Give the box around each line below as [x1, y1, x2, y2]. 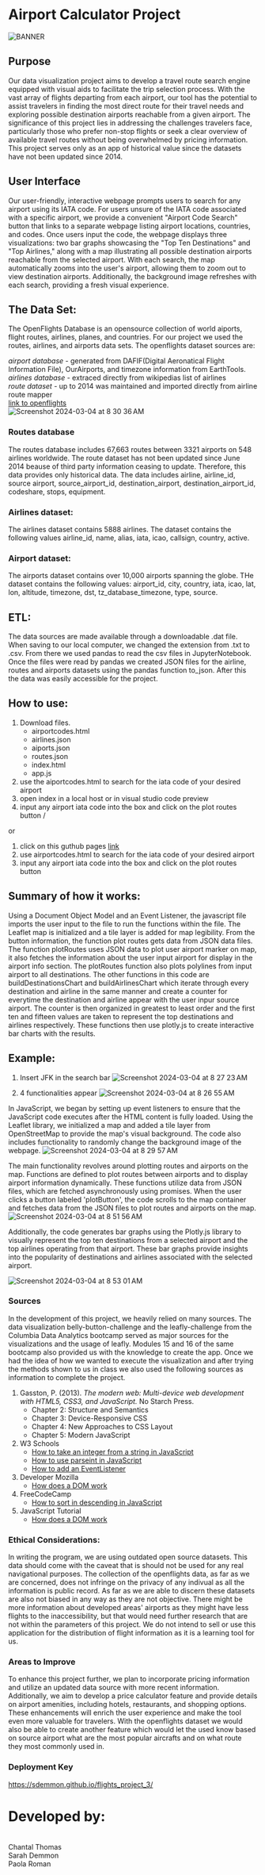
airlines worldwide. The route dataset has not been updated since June [8, 453, 240, 462]
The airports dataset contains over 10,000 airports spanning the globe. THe [8, 571, 255, 581]
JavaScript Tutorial [19, 1505, 81, 1516]
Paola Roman [8, 1858, 51, 1869]
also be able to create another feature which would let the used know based [8, 1725, 256, 1735]
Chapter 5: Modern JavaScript [31, 1430, 131, 1440]
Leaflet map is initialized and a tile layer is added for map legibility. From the [8, 927, 256, 937]
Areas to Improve [8, 1656, 76, 1667]
